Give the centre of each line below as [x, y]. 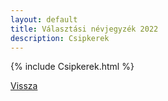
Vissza [24, 86]
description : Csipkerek [60, 38]
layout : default [44, 19]
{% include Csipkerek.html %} [72, 67]
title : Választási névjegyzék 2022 [84, 29]
